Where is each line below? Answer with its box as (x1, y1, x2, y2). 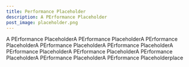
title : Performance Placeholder (6, 8, 86, 15)
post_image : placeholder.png (6, 19, 78, 25)
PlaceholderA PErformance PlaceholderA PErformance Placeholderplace (6, 54, 184, 62)
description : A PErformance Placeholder (6, 14, 108, 20)
